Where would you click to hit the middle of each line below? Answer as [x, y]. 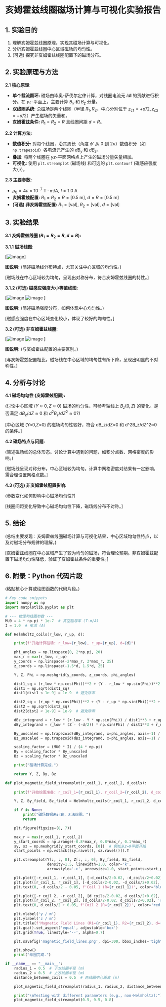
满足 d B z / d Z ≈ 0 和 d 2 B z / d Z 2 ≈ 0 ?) [45, 414]
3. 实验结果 [22, 223]
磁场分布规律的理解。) [35, 542]
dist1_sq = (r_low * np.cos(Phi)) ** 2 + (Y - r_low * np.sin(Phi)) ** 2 [87, 684]
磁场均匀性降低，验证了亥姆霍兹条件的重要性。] [61, 559]
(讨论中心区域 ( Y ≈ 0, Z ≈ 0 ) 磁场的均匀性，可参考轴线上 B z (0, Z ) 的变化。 [80, 407]
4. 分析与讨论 [25, 383]
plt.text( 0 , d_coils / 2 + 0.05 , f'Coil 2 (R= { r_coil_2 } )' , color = [83, 905]
